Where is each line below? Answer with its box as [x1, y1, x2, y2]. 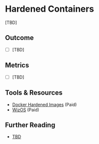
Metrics [5, 61, 29, 69]
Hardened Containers [5, 3, 94, 15]
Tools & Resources [5, 89, 63, 97]
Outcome [5, 34, 34, 42]
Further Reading [5, 121, 56, 129]
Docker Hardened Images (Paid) [12, 102, 77, 107]
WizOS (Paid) [12, 106, 40, 113]
